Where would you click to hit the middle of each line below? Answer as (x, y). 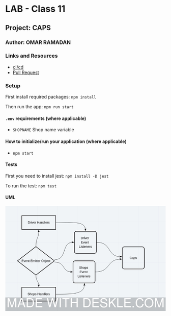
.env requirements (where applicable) (46, 118)
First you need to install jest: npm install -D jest (57, 176)
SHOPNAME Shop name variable (44, 130)
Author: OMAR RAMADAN (38, 42)
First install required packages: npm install (51, 97)
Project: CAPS (28, 28)
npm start (23, 153)
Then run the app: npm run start (39, 107)
